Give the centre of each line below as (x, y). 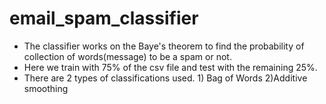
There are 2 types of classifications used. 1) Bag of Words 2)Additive (165, 78)
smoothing (46, 88)
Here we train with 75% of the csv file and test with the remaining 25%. (170, 67)
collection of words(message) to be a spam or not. (127, 56)
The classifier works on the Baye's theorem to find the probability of (164, 46)
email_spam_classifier (104, 18)
